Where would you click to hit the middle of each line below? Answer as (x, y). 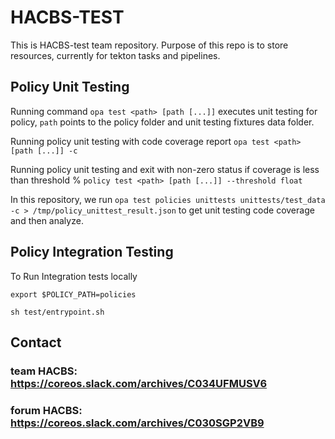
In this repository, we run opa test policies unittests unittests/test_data (168, 199)
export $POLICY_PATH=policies (73, 294)
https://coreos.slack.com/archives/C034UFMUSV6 (139, 383)
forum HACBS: (46, 410)
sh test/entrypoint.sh (57, 312)
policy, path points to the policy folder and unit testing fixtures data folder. (162, 122)
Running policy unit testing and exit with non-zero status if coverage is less (165, 169)
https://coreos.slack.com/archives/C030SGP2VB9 (137, 423)
